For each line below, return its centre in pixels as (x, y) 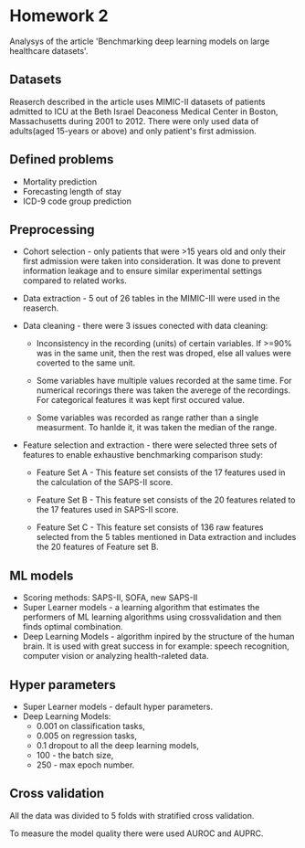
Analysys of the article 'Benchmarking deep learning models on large (140, 41)
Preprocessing (52, 229)
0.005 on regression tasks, (87, 736)
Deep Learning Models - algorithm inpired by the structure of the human (158, 637)
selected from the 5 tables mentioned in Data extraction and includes (166, 537)
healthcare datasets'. (49, 50)
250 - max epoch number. (85, 765)
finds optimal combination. (73, 627)
